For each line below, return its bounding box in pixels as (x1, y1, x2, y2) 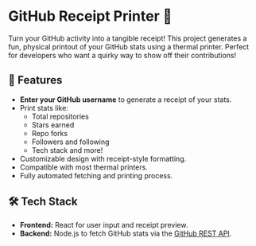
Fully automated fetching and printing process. (19, 170, 173, 180)
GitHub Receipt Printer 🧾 (8, 7, 173, 25)
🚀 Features (8, 73, 63, 87)
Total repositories (31, 111, 89, 121)
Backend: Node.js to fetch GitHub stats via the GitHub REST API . (19, 228, 232, 238)
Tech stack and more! (31, 145, 103, 154)
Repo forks (31, 128, 68, 138)
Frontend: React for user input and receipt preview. (19, 220, 188, 229)
